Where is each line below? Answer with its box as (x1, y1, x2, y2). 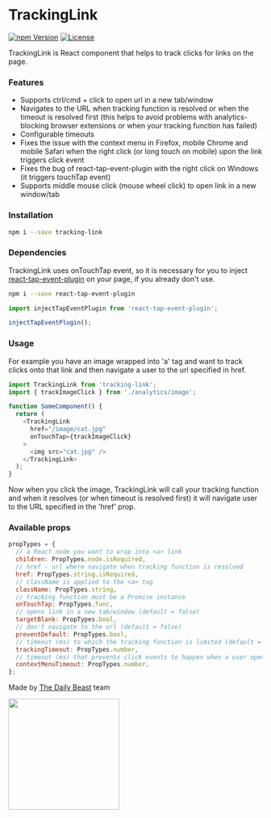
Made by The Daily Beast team (8, 682, 110, 692)
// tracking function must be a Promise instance (15, 593, 186, 601)
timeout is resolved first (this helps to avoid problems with (19, 112, 213, 122)
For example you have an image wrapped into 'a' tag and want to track (8, 356, 244, 366)
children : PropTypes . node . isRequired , (15, 556, 147, 564)
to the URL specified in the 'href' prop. (8, 502, 135, 512)
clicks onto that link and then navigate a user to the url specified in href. (8, 365, 247, 375)
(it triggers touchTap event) (19, 172, 111, 182)
